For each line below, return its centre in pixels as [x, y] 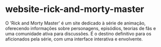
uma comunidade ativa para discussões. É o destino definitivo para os [78, 33]
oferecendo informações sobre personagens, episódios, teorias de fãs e [80, 28]
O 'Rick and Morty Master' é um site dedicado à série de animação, [75, 23]
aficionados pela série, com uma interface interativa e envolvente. [74, 39]
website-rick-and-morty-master [75, 9]
